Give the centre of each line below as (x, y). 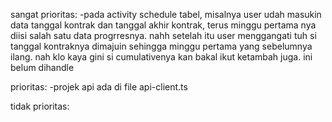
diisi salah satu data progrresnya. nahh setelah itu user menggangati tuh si (163, 35)
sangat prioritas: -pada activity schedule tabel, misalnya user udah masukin (166, 14)
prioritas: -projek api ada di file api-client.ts (99, 87)
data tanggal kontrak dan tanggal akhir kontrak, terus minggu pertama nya (163, 25)
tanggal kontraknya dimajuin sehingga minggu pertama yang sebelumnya (161, 46)
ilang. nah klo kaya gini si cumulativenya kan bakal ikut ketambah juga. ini (161, 57)
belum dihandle (42, 67)
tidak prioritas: (40, 106)
